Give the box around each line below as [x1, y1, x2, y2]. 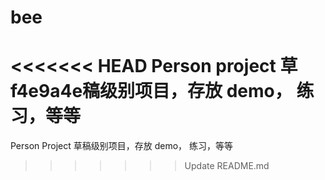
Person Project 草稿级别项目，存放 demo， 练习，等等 [10, 140, 234, 152]
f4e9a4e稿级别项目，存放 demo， [10, 80, 293, 103]
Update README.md [184, 160, 270, 172]
